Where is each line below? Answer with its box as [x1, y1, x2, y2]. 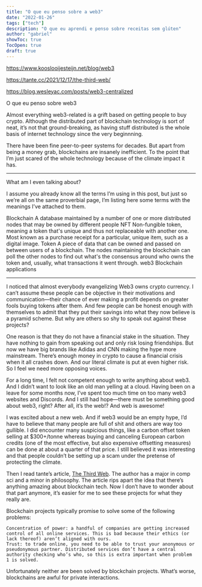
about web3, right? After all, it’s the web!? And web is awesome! [6, 402, 165, 409]
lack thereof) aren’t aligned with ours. [6, 536, 112, 542]
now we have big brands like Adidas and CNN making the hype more [6, 345, 177, 352]
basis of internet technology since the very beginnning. [6, 130, 143, 137]
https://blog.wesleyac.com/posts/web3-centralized [6, 88, 133, 95]
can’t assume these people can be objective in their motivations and [6, 289, 176, 297]
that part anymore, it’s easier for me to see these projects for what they [6, 489, 182, 496]
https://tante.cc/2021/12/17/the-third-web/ [6, 76, 111, 83]
